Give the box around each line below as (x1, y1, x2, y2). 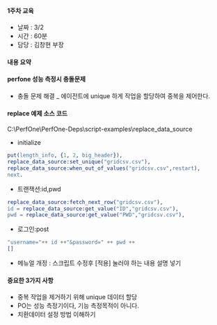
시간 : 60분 (17, 32, 47, 40)
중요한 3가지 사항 (7, 276, 54, 285)
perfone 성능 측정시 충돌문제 (7, 75, 86, 84)
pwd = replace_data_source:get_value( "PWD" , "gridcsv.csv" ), (7, 212, 186, 219)
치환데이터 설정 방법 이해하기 (17, 310, 96, 319)
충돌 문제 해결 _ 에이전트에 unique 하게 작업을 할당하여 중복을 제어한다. (17, 92, 211, 100)
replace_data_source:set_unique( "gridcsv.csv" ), (7, 159, 151, 166)
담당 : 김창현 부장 (17, 40, 64, 49)
